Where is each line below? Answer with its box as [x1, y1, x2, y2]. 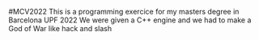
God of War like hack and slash [8, 24, 112, 33]
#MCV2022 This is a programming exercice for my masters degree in [8, 7, 240, 16]
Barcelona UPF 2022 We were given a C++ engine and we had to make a [8, 15, 252, 25]
